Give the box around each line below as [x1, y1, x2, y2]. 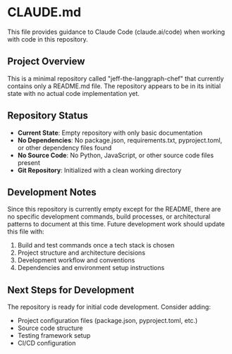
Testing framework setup [17, 331, 91, 340]
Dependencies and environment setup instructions [17, 264, 165, 272]
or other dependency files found [17, 143, 112, 152]
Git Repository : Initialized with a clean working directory [17, 166, 182, 174]
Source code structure [17, 324, 83, 332]
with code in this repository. [7, 35, 88, 43]
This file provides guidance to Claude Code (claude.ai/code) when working [7, 28, 226, 36]
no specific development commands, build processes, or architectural [7, 212, 211, 221]
